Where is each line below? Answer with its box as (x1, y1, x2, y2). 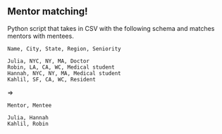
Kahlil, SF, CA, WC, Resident (7, 76, 97, 83)
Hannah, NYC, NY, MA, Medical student (7, 69, 121, 76)
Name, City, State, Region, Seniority (7, 45, 121, 52)
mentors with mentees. (7, 32, 74, 40)
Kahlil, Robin (7, 120, 49, 127)
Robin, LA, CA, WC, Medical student (7, 63, 115, 71)
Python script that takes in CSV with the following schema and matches (7, 24, 215, 32)
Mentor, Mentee (7, 102, 52, 109)
